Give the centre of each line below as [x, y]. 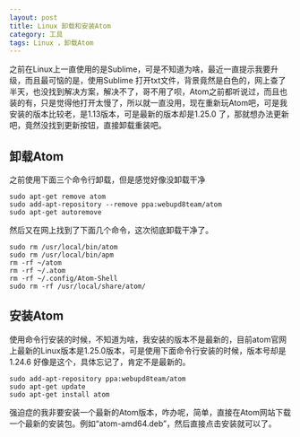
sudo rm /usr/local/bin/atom [64, 248]
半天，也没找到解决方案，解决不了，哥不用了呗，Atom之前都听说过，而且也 [149, 92]
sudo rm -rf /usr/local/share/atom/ [77, 287]
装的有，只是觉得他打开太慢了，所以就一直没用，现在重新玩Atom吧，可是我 [149, 103]
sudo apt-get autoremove [56, 213]
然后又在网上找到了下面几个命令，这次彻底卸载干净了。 [111, 231]
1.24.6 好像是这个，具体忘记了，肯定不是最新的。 [100, 362]
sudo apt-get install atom [60, 394]
